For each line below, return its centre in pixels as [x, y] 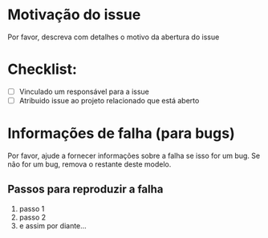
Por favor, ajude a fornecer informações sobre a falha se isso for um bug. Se [134, 155]
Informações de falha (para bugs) [121, 133]
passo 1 [32, 208]
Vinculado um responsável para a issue [84, 91]
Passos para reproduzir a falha [85, 190]
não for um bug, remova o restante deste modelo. [89, 164]
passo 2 [32, 217]
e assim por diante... [53, 225]
